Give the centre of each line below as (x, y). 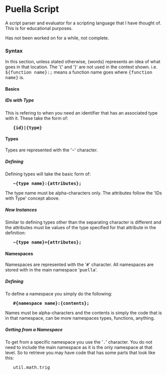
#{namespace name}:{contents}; (51, 303)
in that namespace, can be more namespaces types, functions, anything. (80, 318)
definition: (15, 233)
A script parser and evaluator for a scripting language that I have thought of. (83, 23)
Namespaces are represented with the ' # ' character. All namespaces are (80, 264)
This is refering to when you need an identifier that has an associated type (82, 113)
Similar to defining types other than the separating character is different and (83, 222)
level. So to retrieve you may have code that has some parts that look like (80, 353)
